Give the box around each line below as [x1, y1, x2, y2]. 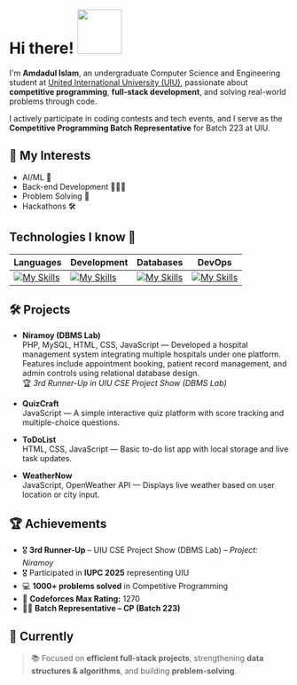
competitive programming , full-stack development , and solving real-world [9, 86, 286, 97]
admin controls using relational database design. [21, 368, 200, 379]
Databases [137, 256, 184, 268]
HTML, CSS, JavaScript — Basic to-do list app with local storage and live [21, 444, 289, 454]
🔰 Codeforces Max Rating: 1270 [21, 594, 140, 604]
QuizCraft [21, 398, 59, 409]
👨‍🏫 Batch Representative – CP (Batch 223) [21, 603, 181, 614]
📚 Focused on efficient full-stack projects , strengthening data [30, 653, 264, 663]
